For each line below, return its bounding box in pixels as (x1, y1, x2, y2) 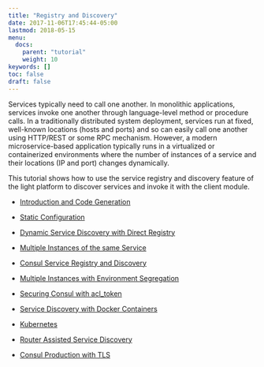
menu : (8, 33, 26, 42)
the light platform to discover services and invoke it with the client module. (8, 182, 250, 191)
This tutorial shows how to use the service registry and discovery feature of (8, 173, 255, 182)
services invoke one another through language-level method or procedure (8, 107, 249, 117)
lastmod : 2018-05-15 (8, 26, 76, 34)
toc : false (8, 70, 44, 78)
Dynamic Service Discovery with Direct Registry (19, 227, 176, 237)
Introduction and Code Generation (19, 197, 132, 206)
